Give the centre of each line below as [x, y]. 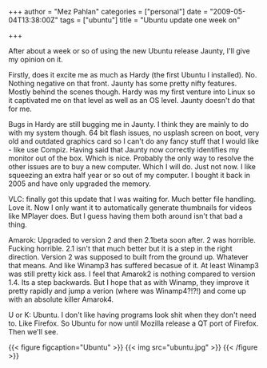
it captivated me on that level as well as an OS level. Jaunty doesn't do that [132, 100]
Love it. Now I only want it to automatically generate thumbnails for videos [130, 208]
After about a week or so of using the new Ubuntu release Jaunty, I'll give [129, 51]
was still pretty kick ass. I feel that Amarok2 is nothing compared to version [132, 274]
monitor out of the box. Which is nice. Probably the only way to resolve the [131, 158]
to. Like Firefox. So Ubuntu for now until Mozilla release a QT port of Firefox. [133, 323]
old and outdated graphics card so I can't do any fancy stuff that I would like [134, 141]
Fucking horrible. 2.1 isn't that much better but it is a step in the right [120, 248]
